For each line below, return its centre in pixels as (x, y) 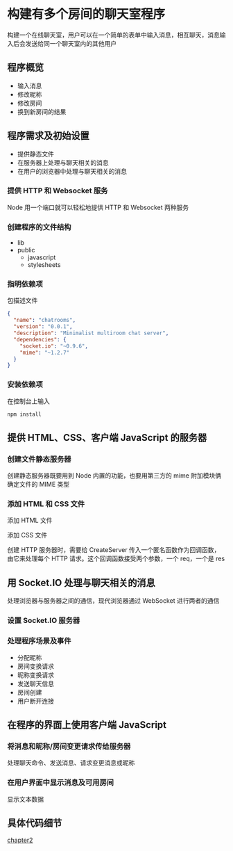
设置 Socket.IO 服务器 (44, 621)
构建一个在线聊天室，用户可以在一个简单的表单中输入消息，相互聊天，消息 (113, 35)
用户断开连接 (35, 701)
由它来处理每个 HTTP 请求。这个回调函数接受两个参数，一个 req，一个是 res (116, 559)
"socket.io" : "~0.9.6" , (54, 346)
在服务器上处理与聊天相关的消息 (63, 162)
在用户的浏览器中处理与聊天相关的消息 (72, 171)
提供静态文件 (35, 154)
